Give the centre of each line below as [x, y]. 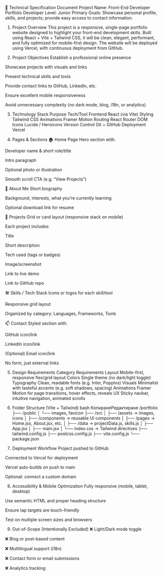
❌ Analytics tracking [25, 568]
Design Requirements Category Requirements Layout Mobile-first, [78, 372]
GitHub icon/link [21, 335]
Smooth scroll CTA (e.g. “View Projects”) [46, 179]
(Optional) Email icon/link [30, 353]
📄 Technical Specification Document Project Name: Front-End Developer [78, 8]
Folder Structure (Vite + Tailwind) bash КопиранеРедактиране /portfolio [85, 408]
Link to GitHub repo [25, 283]
